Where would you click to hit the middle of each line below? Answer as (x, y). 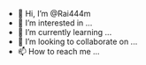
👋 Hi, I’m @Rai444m (54, 14)
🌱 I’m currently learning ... (65, 32)
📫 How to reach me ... (58, 51)
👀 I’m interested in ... (55, 23)
